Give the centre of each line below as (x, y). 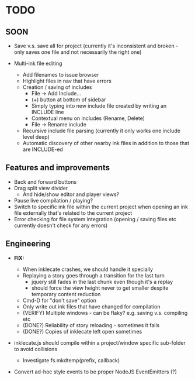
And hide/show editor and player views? (71, 194)
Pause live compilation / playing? (53, 200)
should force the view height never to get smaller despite (100, 288)
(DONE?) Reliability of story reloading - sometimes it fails (91, 325)
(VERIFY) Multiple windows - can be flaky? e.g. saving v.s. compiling (105, 313)
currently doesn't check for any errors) (61, 225)
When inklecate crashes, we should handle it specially (88, 269)
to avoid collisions (36, 349)
